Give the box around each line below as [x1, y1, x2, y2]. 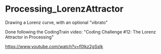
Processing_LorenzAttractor [5, 3, 124, 15]
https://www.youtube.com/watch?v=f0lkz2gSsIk [5, 43, 103, 49]
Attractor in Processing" [5, 34, 54, 40]
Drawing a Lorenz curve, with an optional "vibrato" [5, 19, 108, 25]
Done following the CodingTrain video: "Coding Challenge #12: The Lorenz [5, 29, 156, 35]
